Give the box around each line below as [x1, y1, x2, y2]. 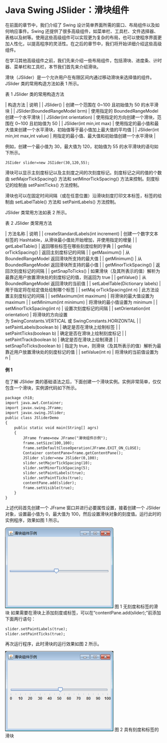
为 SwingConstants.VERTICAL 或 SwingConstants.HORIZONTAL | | [5, 317, 141, 324]
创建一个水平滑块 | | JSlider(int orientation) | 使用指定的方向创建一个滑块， [5, 114, 158, 120]
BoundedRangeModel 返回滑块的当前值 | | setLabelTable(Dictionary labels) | [5, 280, 161, 287]
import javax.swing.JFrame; [5, 406, 64, 411]
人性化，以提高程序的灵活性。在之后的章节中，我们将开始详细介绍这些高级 [9, 40, 162, 46]
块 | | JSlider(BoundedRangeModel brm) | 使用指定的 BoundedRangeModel [5, 108, 159, 114]
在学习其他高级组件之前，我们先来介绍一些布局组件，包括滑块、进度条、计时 [5, 57, 162, 63]
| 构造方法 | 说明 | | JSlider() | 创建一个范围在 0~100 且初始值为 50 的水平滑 [5, 102, 159, 108]
